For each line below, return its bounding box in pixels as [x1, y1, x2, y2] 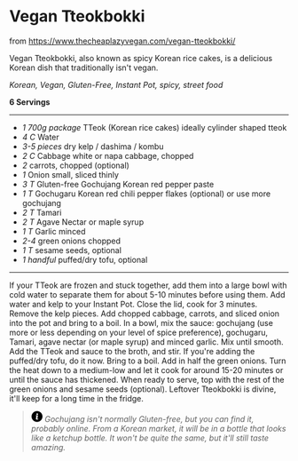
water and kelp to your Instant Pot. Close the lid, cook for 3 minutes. [9, 298, 258, 309]
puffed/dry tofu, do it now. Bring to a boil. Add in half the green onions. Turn [9, 355, 286, 366]
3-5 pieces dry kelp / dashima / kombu [21, 140, 164, 152]
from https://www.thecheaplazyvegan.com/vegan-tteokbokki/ [9, 36, 236, 46]
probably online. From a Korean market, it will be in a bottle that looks [30, 423, 286, 433]
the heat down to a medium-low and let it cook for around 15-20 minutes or [9, 364, 284, 375]
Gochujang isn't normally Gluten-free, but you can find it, [43, 413, 255, 424]
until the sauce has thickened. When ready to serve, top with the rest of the [9, 374, 285, 385]
